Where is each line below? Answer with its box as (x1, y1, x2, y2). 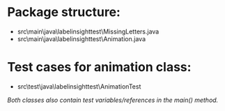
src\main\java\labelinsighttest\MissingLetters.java (17, 27, 160, 36)
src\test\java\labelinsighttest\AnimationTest (17, 82, 141, 91)
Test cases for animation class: (7, 59, 192, 75)
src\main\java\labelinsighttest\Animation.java (17, 34, 146, 43)
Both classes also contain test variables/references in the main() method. (7, 96, 219, 104)
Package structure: (7, 4, 121, 20)
